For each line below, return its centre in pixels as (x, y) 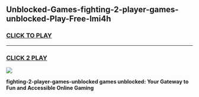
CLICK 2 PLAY (27, 58)
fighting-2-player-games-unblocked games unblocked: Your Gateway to (97, 81)
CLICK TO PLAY (29, 36)
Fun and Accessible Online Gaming (50, 88)
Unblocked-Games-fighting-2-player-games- (92, 10)
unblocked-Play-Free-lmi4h (59, 19)
